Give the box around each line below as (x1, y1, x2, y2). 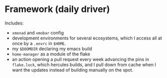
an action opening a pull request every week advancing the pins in (12, 56, 149, 62)
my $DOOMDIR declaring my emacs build (12, 45, 92, 51)
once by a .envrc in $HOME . (12, 40, 66, 46)
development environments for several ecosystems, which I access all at (12, 35, 162, 41)
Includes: (5, 20, 24, 26)
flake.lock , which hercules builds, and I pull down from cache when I (12, 61, 156, 67)
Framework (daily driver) (5, 3, 110, 15)
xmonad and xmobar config (12, 29, 64, 35)
